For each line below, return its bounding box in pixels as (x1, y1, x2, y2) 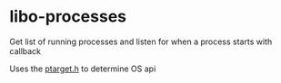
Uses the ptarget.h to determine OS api (9, 63, 156, 74)
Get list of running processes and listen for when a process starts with (9, 36, 273, 47)
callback (9, 45, 42, 56)
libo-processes (9, 6, 127, 27)
